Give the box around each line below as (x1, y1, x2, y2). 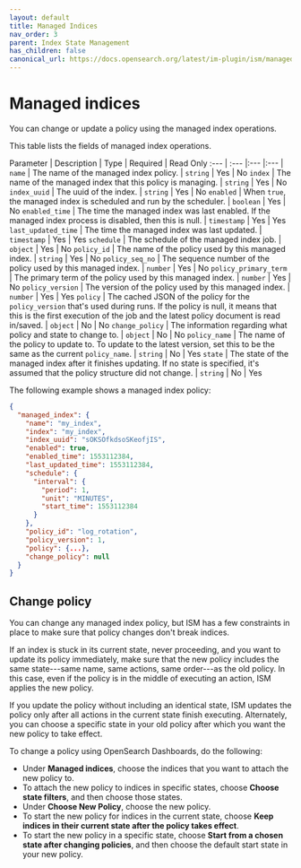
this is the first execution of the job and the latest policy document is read (9, 310, 280, 321)
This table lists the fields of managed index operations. (9, 140, 212, 151)
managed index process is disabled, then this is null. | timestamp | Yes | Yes (9, 214, 287, 225)
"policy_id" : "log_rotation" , (25, 527, 139, 536)
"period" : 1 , (41, 485, 90, 494)
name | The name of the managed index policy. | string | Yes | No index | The (9, 167, 291, 178)
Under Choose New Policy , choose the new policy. (21, 802, 211, 812)
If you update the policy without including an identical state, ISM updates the (9, 700, 292, 711)
